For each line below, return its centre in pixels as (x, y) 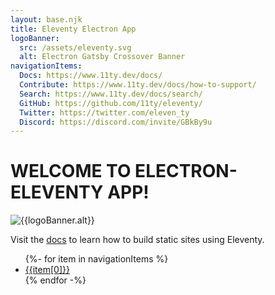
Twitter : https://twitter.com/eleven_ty (104, 112)
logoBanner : (35, 38)
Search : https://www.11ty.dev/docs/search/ (111, 94)
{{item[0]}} (47, 270)
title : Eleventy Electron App (73, 29)
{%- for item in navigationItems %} (96, 259)
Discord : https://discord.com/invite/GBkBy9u (116, 122)
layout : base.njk (46, 19)
